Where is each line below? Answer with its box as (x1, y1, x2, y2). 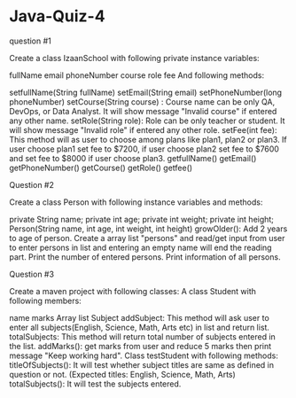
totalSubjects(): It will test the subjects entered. (9, 378, 182, 389)
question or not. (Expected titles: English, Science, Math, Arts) (9, 369, 237, 379)
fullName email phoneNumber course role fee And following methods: (9, 69, 264, 81)
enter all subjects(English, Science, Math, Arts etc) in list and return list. (9, 322, 270, 332)
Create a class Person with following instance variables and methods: (9, 197, 263, 207)
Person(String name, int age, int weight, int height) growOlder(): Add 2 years (9, 223, 288, 234)
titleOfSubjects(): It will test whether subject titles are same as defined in (9, 359, 275, 370)
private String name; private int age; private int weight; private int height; (9, 214, 275, 224)
